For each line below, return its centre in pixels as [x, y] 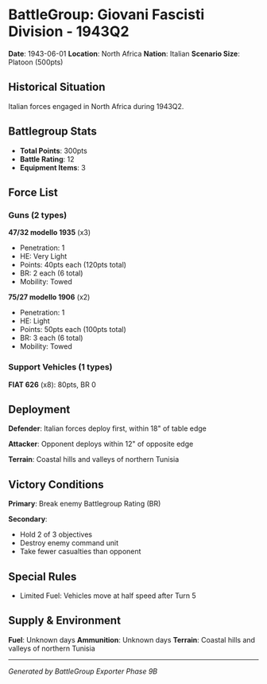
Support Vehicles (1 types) [60, 367]
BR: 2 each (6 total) [51, 273]
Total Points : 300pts [53, 150]
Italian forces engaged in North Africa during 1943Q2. [96, 106]
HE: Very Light [43, 256]
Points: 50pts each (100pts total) [73, 330]
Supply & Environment [65, 621]
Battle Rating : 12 [47, 159]
